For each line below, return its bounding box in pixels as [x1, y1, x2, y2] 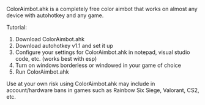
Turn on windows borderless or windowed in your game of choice [15, 61, 182, 69]
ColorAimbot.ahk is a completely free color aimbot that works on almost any [6, 6, 198, 12]
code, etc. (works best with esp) [15, 55, 97, 62]
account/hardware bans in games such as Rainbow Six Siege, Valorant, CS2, [6, 87, 199, 94]
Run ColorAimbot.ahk [15, 68, 69, 76]
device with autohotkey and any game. [6, 12, 104, 19]
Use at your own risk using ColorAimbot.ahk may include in [6, 80, 155, 87]
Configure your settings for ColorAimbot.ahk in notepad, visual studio [15, 49, 190, 56]
